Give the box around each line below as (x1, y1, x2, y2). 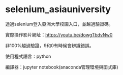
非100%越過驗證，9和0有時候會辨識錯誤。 (5, 42, 94, 49)
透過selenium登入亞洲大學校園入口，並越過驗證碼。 (5, 21, 113, 27)
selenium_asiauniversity (5, 4, 111, 15)
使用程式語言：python (5, 53, 51, 59)
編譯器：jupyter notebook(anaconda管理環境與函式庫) (5, 64, 118, 70)
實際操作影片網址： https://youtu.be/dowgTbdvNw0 (5, 31, 113, 37)
